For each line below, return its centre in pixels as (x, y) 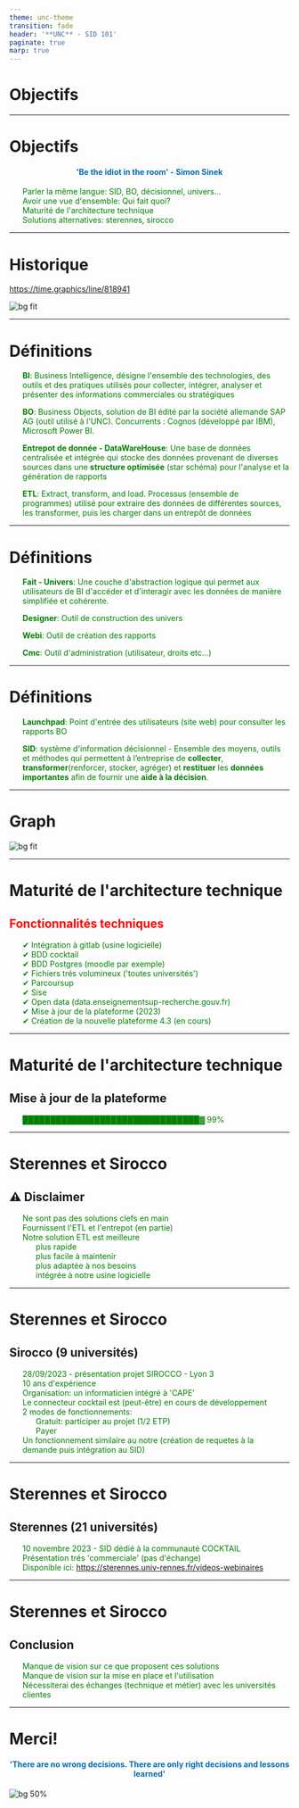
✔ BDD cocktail (50, 955)
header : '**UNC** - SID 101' (63, 34)
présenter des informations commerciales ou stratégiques (128, 394)
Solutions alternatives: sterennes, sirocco (98, 220)
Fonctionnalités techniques (87, 923)
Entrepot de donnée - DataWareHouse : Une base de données (136, 448)
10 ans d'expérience (59, 1383)
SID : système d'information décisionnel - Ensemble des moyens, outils (151, 749)
